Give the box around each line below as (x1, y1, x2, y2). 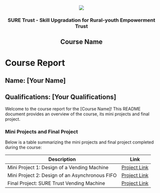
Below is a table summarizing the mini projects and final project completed (5, 139, 154, 145)
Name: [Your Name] (5, 76, 66, 84)
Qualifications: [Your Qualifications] (5, 93, 116, 101)
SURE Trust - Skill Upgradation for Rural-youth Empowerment (7, 16, 156, 23)
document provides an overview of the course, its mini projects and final (5, 111, 149, 117)
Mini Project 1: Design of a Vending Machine (7, 164, 109, 171)
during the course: (5, 145, 42, 150)
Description (48, 156, 76, 162)
